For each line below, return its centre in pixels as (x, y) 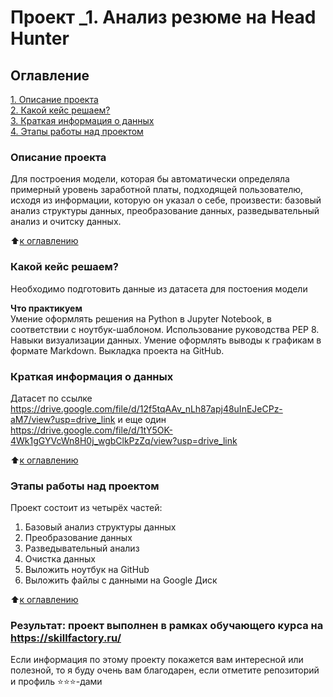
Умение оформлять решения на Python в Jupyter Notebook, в (141, 318)
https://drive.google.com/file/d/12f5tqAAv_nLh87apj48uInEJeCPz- (146, 408)
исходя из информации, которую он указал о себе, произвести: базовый (166, 200)
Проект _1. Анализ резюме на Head (163, 17)
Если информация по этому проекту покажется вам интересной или (157, 660)
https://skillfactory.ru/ (66, 638)
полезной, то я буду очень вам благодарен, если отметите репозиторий (165, 670)
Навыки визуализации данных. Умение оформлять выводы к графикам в (166, 340)
